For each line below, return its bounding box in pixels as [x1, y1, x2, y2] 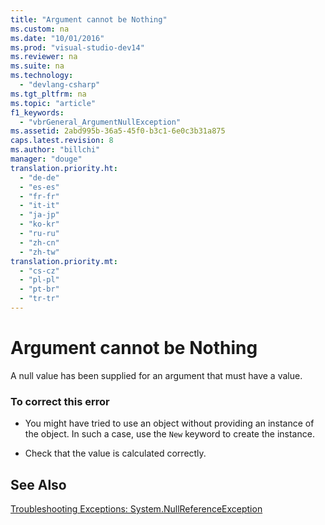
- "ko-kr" [19, 219, 60, 230]
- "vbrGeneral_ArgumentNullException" [19, 117, 182, 127]
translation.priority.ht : [10, 163, 118, 173]
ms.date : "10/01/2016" [10, 33, 105, 43]
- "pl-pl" [19, 275, 60, 285]
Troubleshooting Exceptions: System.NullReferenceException [10, 502, 263, 515]
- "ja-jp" [19, 210, 60, 220]
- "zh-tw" [19, 247, 60, 257]
